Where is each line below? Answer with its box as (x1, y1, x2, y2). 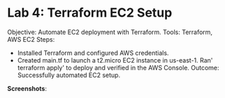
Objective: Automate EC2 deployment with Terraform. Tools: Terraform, (7, 28, 213, 36)
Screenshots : (7, 84, 48, 92)
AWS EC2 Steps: (7, 35, 55, 43)
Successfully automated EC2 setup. (17, 71, 121, 79)
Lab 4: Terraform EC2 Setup (7, 5, 173, 21)
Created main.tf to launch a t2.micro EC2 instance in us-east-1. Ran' (17, 56, 213, 64)
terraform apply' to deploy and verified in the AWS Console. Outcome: (17, 63, 219, 72)
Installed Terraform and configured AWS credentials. (17, 49, 169, 57)
